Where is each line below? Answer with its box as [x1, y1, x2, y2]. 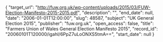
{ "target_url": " [5, 5, 38, 10]
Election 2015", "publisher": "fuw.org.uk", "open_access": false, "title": [5, 20, 154, 26]
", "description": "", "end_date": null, [78, 10, 154, 16]
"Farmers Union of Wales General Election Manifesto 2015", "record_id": [5, 26, 158, 32]
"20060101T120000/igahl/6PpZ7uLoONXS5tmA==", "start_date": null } [5, 31, 155, 37]
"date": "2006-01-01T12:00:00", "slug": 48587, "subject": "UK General [5, 15, 154, 21]
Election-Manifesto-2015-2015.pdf [5, 10, 78, 16]
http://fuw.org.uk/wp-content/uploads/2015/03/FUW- [37, 5, 151, 10]
